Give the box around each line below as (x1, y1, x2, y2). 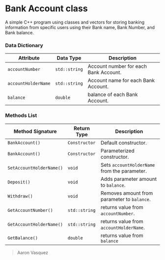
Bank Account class (5, 3, 88, 14)
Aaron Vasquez (17, 249, 48, 256)
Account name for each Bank (87, 77, 155, 84)
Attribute (18, 55, 40, 61)
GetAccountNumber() (7, 207, 53, 213)
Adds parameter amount (100, 175, 157, 182)
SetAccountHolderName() (7, 165, 63, 171)
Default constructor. (100, 139, 147, 146)
